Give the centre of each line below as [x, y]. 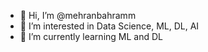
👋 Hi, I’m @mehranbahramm [78, 15]
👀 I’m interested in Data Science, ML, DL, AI [109, 26]
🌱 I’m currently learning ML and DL [91, 36]
